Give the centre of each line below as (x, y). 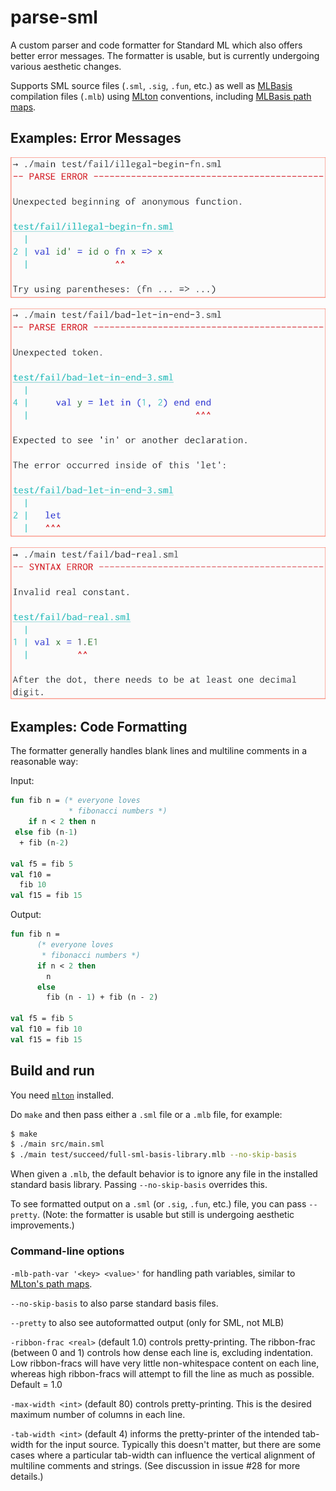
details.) (27, 1476)
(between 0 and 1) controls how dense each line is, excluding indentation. (161, 1352)
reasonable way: (44, 762)
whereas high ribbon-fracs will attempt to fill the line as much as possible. (162, 1373)
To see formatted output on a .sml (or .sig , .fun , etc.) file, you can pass (158, 1204)
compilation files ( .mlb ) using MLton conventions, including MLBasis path (161, 96)
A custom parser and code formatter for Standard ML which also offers (156, 45)
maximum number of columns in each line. (98, 1414)
